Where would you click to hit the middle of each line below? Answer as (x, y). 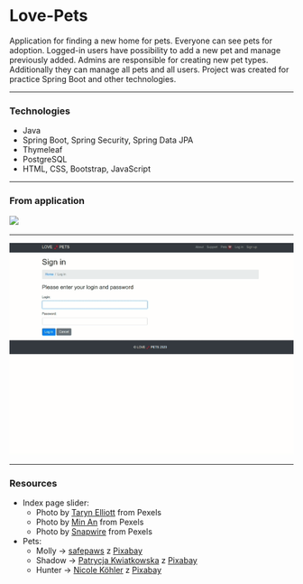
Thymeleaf (42, 150)
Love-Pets (49, 16)
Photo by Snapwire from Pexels (94, 532)
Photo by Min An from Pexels (90, 522)
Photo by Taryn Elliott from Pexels (99, 513)
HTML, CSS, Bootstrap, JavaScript (87, 169)
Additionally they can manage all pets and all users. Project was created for (149, 70)
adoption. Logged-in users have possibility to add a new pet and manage (145, 50)
